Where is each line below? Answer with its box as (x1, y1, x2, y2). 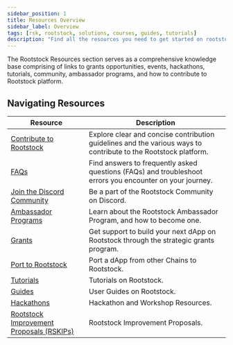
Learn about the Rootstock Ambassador (89, 206, 218, 216)
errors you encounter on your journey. (89, 175, 213, 185)
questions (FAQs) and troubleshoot (89, 167, 203, 176)
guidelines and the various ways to (89, 138, 202, 148)
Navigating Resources (7, 97, 105, 109)
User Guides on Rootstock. (89, 286, 176, 296)
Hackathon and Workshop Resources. (89, 298, 212, 308)
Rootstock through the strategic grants (89, 235, 215, 245)
